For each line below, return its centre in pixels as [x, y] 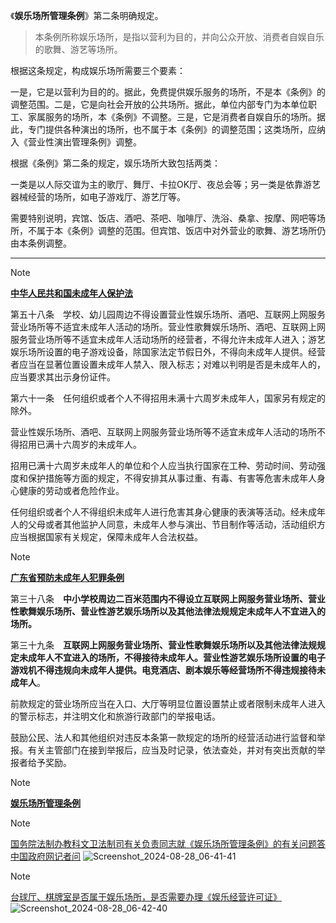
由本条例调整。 [41, 243]
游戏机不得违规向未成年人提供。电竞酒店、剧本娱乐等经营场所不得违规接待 [163, 670]
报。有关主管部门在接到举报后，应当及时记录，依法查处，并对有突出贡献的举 [168, 750]
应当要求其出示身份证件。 [63, 377]
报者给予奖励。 [41, 762]
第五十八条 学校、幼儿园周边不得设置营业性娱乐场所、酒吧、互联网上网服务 [168, 314]
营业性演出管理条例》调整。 [84, 142]
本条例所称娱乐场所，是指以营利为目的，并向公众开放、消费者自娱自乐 [179, 37]
